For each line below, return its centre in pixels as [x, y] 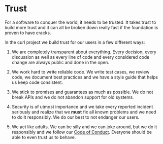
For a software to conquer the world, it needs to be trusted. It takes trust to [80, 22]
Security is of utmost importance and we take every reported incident [82, 107]
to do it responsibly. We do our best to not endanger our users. [76, 117]
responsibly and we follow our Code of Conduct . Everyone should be [82, 132]
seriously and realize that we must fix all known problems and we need [84, 112]
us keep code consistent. [37, 82]
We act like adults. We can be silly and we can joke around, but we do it [84, 127]
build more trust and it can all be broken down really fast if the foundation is [81, 27]
